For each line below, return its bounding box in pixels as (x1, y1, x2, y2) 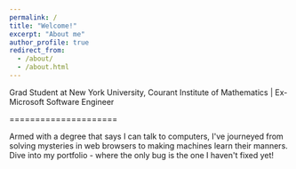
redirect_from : (9, 46, 66, 55)
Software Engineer (45, 96, 115, 107)
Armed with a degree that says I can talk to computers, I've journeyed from (9, 131, 284, 141)
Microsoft (9, 96, 44, 107)
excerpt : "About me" (9, 29, 86, 38)
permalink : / (9, 12, 58, 22)
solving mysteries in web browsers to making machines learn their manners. (9, 140, 289, 151)
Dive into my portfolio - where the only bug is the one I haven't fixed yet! (9, 149, 274, 160)
